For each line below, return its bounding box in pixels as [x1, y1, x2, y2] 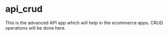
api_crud [5, 3, 43, 15]
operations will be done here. [5, 25, 66, 31]
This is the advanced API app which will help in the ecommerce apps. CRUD [5, 20, 163, 26]
